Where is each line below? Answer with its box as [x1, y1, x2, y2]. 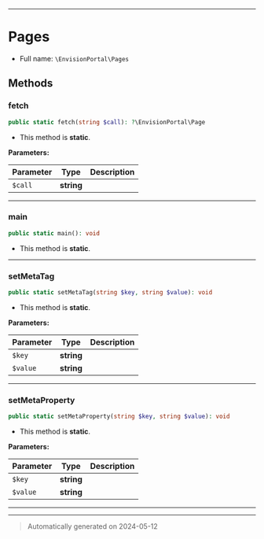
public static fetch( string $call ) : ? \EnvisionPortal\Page [8, 118, 206, 126]
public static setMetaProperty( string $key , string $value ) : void [8, 412, 230, 421]
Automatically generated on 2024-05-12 [27, 522, 159, 531]
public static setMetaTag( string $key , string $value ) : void [8, 288, 213, 296]
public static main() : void [8, 229, 101, 237]
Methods [8, 76, 53, 90]
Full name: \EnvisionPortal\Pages [19, 54, 130, 63]
